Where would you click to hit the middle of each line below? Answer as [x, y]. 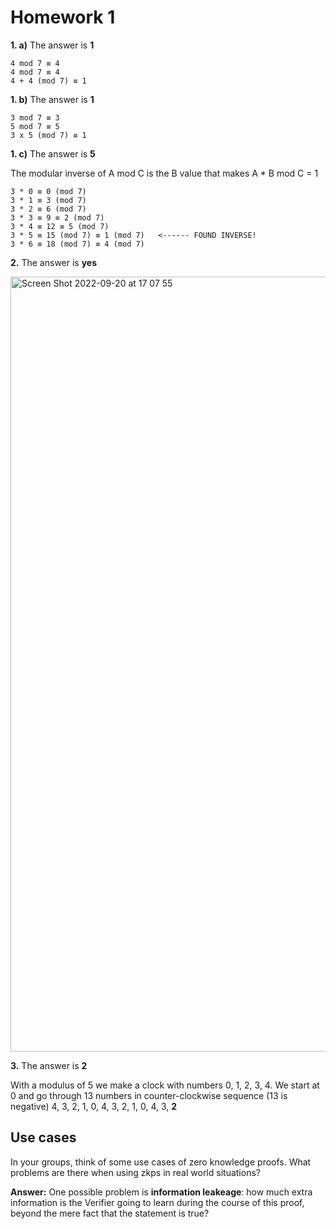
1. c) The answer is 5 [53, 153]
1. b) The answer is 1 [52, 99]
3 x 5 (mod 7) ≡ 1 [48, 135]
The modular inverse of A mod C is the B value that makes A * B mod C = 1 [164, 173]
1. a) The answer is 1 [52, 45]
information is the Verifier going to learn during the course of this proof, [157, 1202]
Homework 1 [63, 17]
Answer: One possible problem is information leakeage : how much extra [161, 1192]
